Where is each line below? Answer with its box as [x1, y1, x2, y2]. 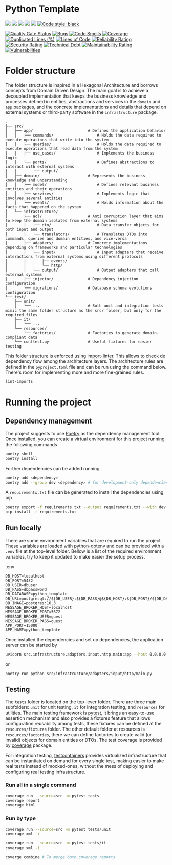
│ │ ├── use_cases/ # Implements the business [5, 150, 155, 156]
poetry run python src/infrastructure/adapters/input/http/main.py [5, 671, 153, 676]
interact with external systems [5, 164, 74, 169]
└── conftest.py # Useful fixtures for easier [14, 339, 153, 344]
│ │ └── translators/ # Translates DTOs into [5, 232, 147, 237]
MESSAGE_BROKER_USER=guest [5, 614, 63, 619]
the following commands [5, 441, 57, 447]
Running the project [5, 396, 91, 408]
